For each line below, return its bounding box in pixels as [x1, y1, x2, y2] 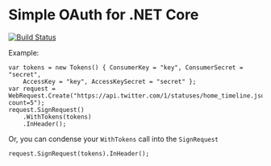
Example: [8, 48, 40, 57]
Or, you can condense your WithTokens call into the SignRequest [8, 134, 219, 143]
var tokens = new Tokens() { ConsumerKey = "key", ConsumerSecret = [8, 63, 244, 72]
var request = [8, 85, 56, 93]
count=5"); [8, 98, 45, 106]
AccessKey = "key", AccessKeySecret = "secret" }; [23, 77, 197, 85]
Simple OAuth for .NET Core [8, 6, 199, 24]
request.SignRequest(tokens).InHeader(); [8, 149, 150, 158]
